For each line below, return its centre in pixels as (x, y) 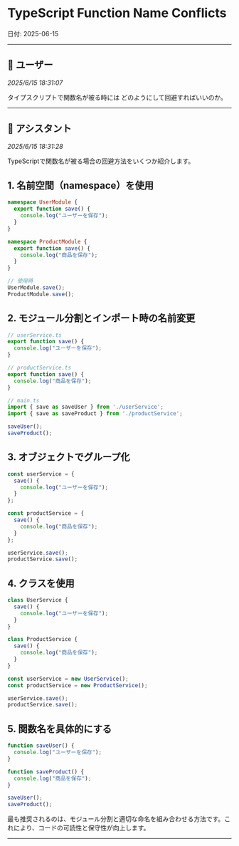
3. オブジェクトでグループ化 (69, 457)
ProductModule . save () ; (41, 294)
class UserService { (38, 600)
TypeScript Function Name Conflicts (117, 13)
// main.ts (23, 400)
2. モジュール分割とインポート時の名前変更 (101, 318)
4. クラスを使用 (41, 583)
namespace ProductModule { (47, 241)
